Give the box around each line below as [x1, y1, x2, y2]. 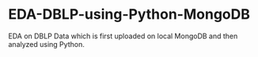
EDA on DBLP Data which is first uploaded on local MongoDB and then [8, 31, 238, 41]
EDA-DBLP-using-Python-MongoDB [8, 5, 251, 23]
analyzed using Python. [8, 39, 85, 48]
